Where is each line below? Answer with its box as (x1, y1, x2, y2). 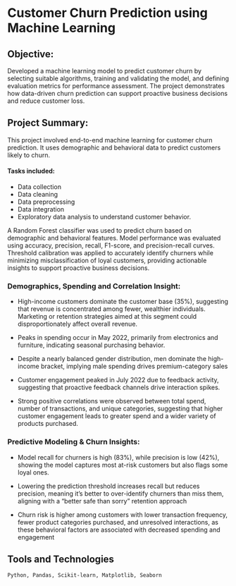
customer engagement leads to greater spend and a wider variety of (17, 412, 216, 420)
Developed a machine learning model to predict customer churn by (7, 67, 202, 75)
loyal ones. (17, 468, 49, 477)
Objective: (7, 48, 54, 60)
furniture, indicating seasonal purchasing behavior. (17, 341, 166, 350)
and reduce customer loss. (7, 97, 85, 105)
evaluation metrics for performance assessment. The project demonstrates (7, 82, 225, 90)
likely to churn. (7, 150, 51, 159)
